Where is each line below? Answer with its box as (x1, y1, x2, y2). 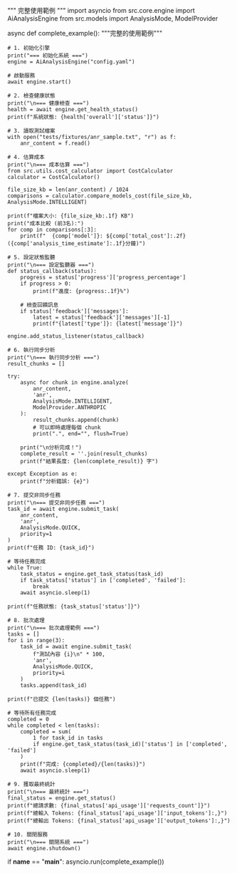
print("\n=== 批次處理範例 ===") (7, 624, 100, 631)
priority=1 (20, 530, 53, 537)
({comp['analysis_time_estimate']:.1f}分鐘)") (7, 240, 146, 247)
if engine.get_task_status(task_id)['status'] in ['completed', (33, 740, 228, 748)
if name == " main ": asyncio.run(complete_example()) (7, 857, 165, 866)
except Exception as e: (7, 470, 78, 477)
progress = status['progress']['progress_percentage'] (20, 274, 186, 281)
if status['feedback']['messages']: (20, 308, 130, 315)
